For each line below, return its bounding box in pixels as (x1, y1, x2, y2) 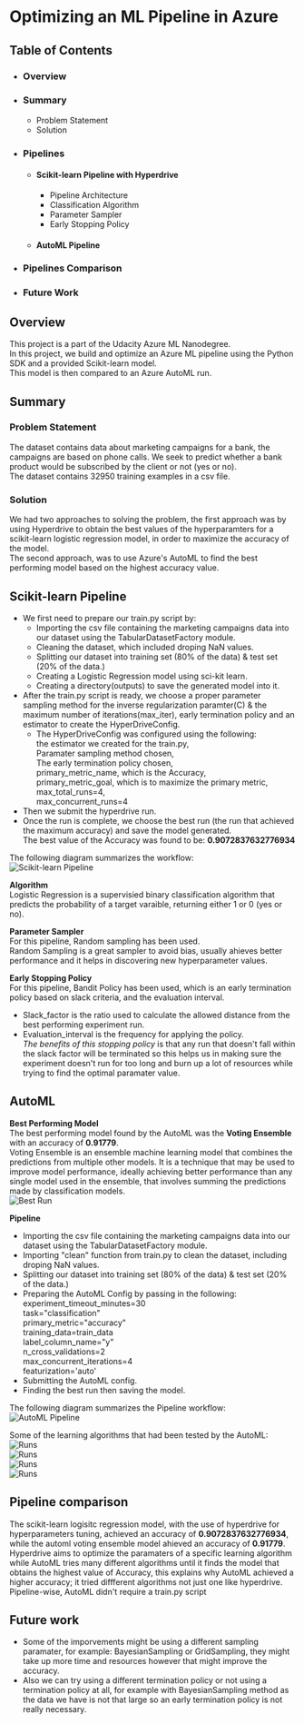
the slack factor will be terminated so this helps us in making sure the (22, 1047, 282, 1059)
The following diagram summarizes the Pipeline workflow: (9, 1402, 226, 1413)
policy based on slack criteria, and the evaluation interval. (9, 992, 225, 1003)
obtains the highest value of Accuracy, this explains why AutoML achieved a (9, 1567, 295, 1578)
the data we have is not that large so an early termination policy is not (22, 1694, 283, 1705)
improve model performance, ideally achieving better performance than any (9, 1165, 293, 1177)
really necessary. (22, 1704, 87, 1715)
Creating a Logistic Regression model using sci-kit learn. (35, 670, 248, 681)
